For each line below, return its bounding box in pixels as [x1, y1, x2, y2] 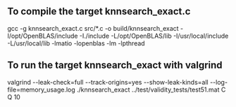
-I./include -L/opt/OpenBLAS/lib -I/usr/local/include [79, 31, 229, 40]
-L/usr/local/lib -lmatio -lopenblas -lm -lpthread [7, 38, 146, 48]
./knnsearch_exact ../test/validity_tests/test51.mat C [76, 85, 226, 94]
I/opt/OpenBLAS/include [7, 31, 78, 40]
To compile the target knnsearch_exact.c [7, 6, 191, 17]
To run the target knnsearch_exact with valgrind [7, 59, 223, 71]
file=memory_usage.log [7, 85, 75, 94]
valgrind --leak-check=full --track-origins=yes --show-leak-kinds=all [7, 78, 209, 86]
